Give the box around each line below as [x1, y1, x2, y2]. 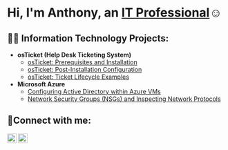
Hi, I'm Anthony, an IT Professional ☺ [7, 5, 222, 21]
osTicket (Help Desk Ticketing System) [17, 50, 132, 59]
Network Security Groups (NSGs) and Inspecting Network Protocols [27, 95, 221, 103]
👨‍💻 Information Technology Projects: [7, 32, 169, 44]
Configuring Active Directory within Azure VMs [27, 88, 161, 95]
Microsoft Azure [17, 80, 66, 88]
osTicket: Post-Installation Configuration [27, 66, 142, 73]
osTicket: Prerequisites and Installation [27, 58, 138, 66]
